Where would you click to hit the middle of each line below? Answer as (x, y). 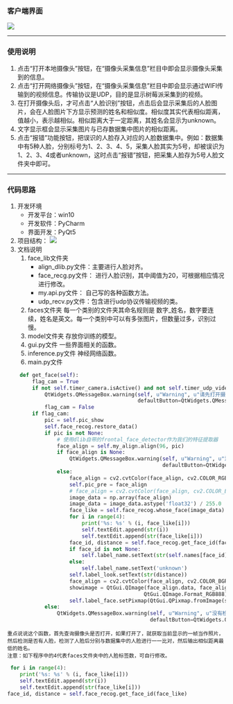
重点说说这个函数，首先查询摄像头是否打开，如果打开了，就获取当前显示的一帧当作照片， (115, 634)
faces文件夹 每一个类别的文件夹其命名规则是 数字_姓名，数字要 (118, 310)
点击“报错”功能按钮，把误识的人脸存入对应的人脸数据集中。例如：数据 (117, 137)
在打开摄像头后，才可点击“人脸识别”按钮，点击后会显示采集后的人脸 (114, 103)
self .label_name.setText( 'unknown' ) (135, 569)
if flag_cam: (51, 414)
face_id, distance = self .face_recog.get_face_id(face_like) (97, 694)
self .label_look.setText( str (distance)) (128, 575)
